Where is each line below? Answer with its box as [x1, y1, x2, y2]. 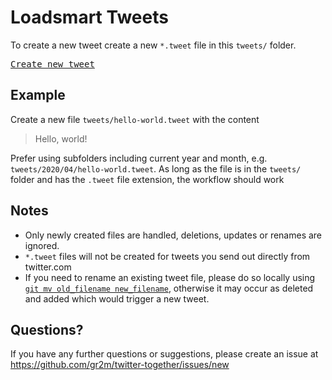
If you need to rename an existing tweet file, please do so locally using [24, 271, 316, 283]
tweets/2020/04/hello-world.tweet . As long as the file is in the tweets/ [10, 162, 302, 175]
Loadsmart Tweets [10, 6, 169, 29]
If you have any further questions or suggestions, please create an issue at [10, 348, 319, 360]
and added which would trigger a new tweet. [24, 292, 210, 305]
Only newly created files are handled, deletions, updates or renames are [24, 229, 323, 241]
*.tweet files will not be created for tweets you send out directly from [24, 250, 311, 262]
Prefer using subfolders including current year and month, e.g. [10, 152, 268, 164]
